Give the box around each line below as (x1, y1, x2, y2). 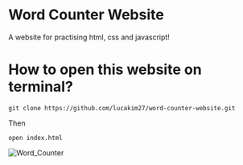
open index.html (8, 134, 63, 142)
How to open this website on (8, 60, 203, 79)
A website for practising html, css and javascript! (8, 32, 171, 42)
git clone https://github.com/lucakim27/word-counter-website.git (8, 104, 236, 112)
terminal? (8, 78, 74, 96)
